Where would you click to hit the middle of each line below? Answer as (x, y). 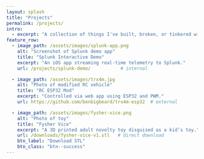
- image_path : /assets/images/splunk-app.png (70, 46)
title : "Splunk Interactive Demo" (61, 57)
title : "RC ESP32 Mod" (46, 91)
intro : (15, 29)
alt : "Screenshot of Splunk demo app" (66, 52)
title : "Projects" (29, 18)
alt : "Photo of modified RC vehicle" (65, 85)
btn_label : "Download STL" (51, 141)
